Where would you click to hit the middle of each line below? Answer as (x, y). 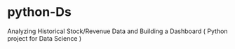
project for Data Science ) (45, 38)
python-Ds (39, 12)
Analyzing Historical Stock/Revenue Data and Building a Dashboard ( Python (117, 31)
